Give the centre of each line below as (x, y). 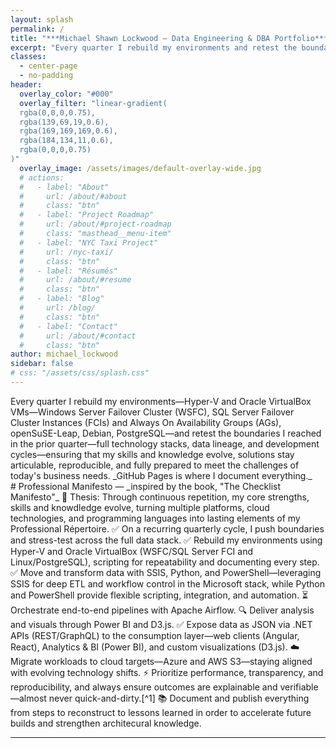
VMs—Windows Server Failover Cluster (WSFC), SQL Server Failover (152, 412)
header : (26, 85)
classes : (28, 57)
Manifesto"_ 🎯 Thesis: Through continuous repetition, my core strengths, (160, 497)
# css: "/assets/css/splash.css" (80, 373)
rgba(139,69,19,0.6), (64, 122)
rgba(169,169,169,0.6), (68, 131)
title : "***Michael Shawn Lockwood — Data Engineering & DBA (140, 38)
